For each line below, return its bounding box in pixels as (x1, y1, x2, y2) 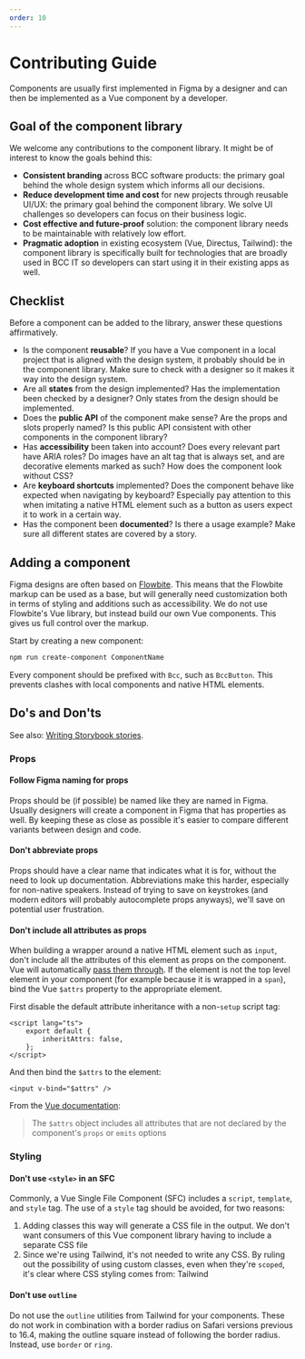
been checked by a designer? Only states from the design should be (22, 393, 279, 404)
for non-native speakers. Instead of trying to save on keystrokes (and (9, 885, 269, 896)
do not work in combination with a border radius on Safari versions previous (9, 1319, 293, 1330)
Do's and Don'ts (9, 705, 102, 721)
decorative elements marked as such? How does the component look (22, 461, 282, 472)
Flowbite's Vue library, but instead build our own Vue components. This (9, 608, 277, 619)
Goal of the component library (9, 118, 183, 134)
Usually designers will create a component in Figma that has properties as (9, 805, 287, 816)
